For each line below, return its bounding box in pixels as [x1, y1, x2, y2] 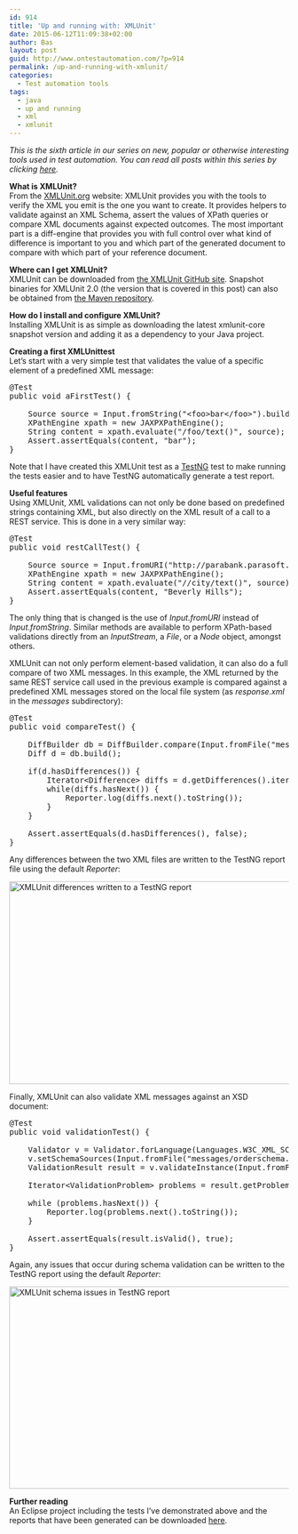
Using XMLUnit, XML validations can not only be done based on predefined [9, 497, 286, 508]
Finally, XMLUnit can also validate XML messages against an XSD [9, 1091, 248, 1102]
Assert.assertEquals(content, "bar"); [27, 436, 197, 446]
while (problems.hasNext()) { [27, 1198, 160, 1208]
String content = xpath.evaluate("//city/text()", [27, 578, 253, 588]
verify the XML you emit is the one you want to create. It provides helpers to [9, 200, 286, 210]
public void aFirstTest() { [9, 391, 131, 401]
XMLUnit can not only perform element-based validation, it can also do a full [9, 658, 288, 668]
